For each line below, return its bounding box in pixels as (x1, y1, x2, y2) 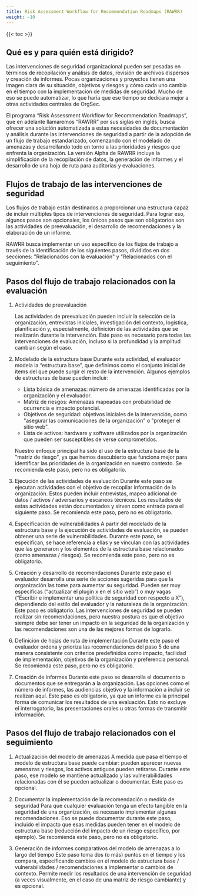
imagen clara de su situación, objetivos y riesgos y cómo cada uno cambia (6, 82, 187, 89)
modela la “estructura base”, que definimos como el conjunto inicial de (14, 361, 186, 368)
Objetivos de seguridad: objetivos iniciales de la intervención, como (23, 410, 188, 417)
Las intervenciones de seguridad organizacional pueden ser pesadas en (6, 63, 181, 70)
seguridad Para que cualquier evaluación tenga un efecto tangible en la (14, 802, 188, 809)
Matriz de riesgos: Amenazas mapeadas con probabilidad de (23, 398, 171, 405)
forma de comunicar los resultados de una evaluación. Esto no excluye (14, 698, 186, 705)
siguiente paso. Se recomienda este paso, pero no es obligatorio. (14, 508, 173, 516)
